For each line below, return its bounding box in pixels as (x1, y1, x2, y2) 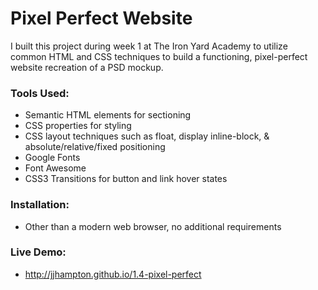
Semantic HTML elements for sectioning (24, 109, 192, 121)
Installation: (10, 198, 70, 212)
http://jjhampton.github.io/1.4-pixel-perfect (24, 268, 202, 280)
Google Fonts (24, 152, 81, 164)
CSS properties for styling (24, 120, 132, 132)
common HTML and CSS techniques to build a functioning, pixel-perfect (10, 50, 308, 62)
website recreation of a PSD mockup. (10, 61, 164, 73)
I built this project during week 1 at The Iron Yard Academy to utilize (10, 40, 288, 52)
